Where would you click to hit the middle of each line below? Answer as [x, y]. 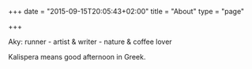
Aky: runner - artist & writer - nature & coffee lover [90, 42]
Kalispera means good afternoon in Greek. [77, 57]
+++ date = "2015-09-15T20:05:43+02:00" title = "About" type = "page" [126, 11]
